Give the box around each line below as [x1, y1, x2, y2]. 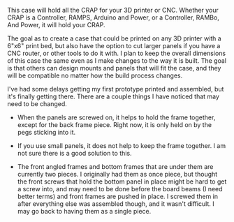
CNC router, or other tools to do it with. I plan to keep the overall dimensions [7, 49, 226, 57]
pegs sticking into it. [17, 128, 76, 136]
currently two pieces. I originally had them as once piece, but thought [17, 170, 218, 178]
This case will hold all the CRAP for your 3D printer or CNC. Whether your [7, 6, 219, 14]
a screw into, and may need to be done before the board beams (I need [17, 185, 223, 193]
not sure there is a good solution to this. [17, 149, 132, 157]
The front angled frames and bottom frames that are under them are [17, 163, 214, 170]
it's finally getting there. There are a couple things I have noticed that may [7, 92, 220, 101]
